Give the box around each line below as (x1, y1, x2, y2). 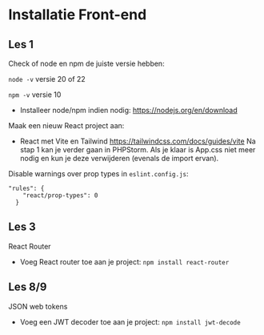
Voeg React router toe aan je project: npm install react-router (19, 256, 230, 266)
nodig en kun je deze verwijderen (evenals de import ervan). (19, 154, 219, 163)
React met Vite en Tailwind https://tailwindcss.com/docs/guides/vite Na (19, 136, 256, 146)
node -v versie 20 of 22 (8, 75, 86, 83)
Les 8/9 (8, 281, 47, 294)
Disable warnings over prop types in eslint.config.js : (8, 169, 190, 178)
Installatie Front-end (8, 6, 147, 24)
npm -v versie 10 (8, 90, 62, 99)
